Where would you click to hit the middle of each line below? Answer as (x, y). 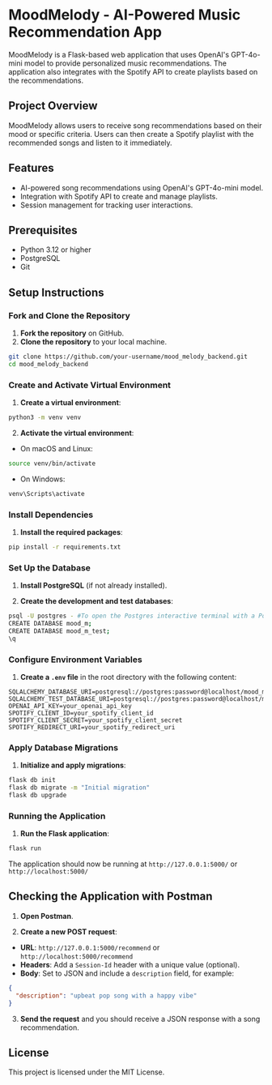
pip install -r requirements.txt (65, 547)
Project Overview (53, 106)
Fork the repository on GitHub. (72, 333)
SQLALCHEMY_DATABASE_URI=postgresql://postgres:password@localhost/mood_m (137, 692)
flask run (25, 848)
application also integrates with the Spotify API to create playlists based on (133, 71)
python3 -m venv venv (45, 418)
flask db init (32, 780)
